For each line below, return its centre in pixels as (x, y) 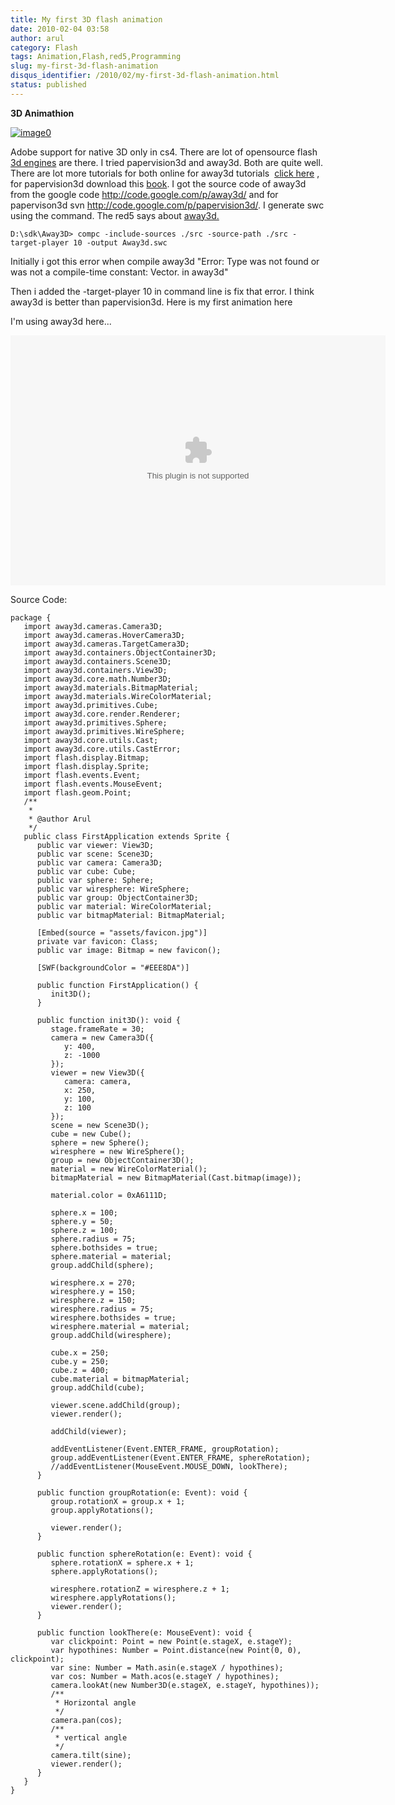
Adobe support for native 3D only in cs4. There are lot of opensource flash (164, 152)
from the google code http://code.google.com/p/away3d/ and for (144, 194)
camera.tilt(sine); (91, 1755)
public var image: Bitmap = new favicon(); (129, 950)
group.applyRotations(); (102, 1510)
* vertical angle (91, 1737)
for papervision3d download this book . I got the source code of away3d (158, 183)
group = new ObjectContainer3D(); (122, 1160)
